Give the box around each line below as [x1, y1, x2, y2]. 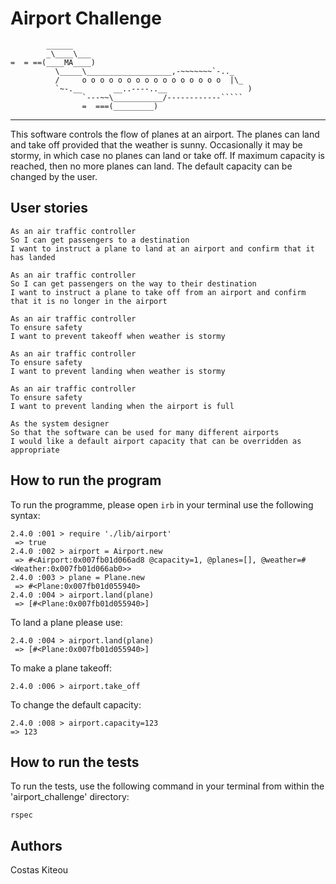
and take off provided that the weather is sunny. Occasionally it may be [10, 138, 303, 151]
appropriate [10, 445, 60, 455]
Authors [10, 837, 63, 854]
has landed [10, 252, 56, 262]
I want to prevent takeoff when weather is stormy [10, 331, 226, 341]
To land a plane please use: [10, 616, 123, 628]
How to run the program [10, 472, 162, 489]
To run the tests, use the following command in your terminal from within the [10, 780, 325, 792]
